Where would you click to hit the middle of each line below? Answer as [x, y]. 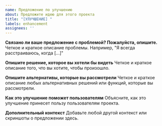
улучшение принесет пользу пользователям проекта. [62, 103]
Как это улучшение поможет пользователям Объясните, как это [76, 98]
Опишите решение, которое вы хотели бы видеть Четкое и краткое [79, 63]
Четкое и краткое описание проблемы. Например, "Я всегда [70, 48]
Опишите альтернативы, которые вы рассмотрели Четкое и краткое [80, 78]
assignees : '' [20, 28]
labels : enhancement [27, 24]
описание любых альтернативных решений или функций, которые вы [79, 83]
